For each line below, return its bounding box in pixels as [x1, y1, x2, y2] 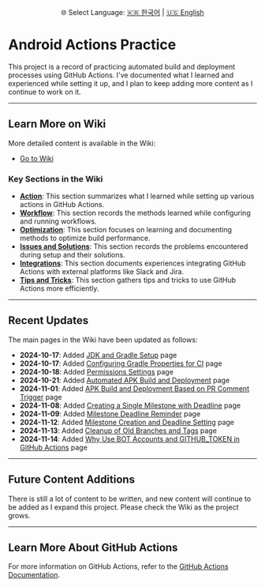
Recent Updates [8, 314, 89, 327]
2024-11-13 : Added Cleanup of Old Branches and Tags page [19, 426, 217, 435]
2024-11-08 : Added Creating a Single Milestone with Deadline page [19, 401, 241, 410]
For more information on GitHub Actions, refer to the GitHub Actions [8, 562, 229, 571]
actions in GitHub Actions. [19, 200, 105, 209]
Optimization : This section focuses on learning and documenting [19, 225, 233, 235]
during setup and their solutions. [19, 250, 125, 260]
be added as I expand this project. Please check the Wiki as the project [8, 502, 239, 512]
